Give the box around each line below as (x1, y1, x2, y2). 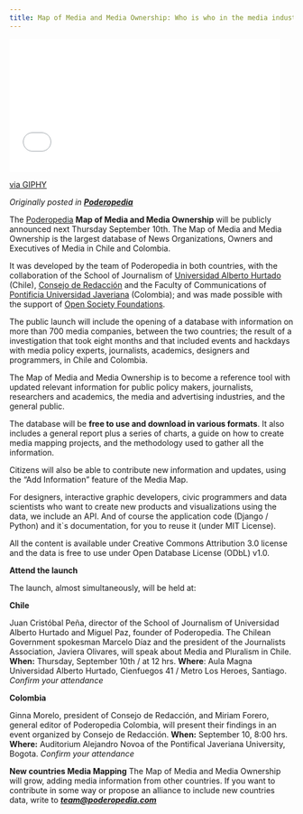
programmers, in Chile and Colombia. (9, 354, 149, 365)
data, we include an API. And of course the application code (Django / (9, 511, 269, 522)
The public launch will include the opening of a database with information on (9, 316, 294, 327)
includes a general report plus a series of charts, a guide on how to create (9, 428, 284, 439)
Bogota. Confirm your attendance (9, 748, 135, 759)
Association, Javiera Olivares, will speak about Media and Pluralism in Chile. (9, 646, 291, 657)
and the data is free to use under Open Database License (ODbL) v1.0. (9, 547, 271, 558)
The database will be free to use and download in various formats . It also (9, 418, 285, 429)
